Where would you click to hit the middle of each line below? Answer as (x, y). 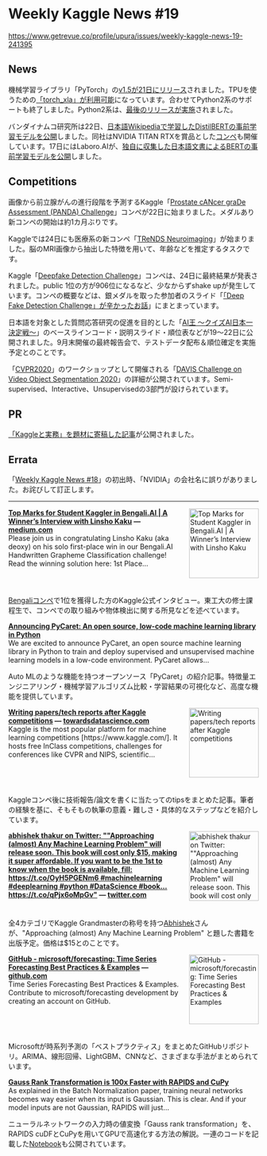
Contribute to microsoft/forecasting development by (93, 993)
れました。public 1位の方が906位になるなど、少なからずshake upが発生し (129, 285)
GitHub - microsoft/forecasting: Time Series (83, 959)
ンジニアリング (33, 687)
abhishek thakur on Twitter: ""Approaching (81, 835)
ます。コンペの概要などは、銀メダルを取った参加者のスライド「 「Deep (130, 295)
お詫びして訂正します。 (60, 489)
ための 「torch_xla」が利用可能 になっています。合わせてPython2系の (126, 99)
